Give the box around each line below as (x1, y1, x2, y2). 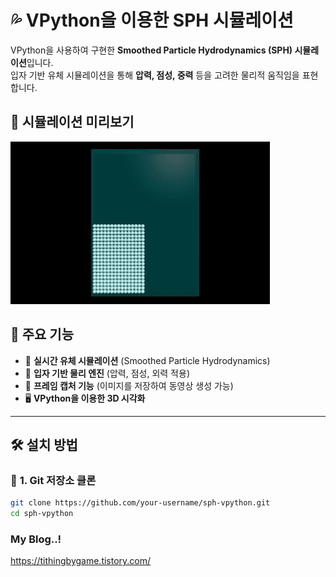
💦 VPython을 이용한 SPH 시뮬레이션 (10, 9, 294, 32)
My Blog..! (10, 532, 62, 546)
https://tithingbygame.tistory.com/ (10, 555, 152, 567)
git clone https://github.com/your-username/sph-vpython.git (10, 498, 271, 508)
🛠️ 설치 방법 (10, 436, 78, 453)
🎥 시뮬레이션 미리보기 (10, 114, 135, 131)
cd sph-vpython (10, 509, 74, 519)
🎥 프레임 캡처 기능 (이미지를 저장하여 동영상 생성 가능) (24, 379, 234, 391)
